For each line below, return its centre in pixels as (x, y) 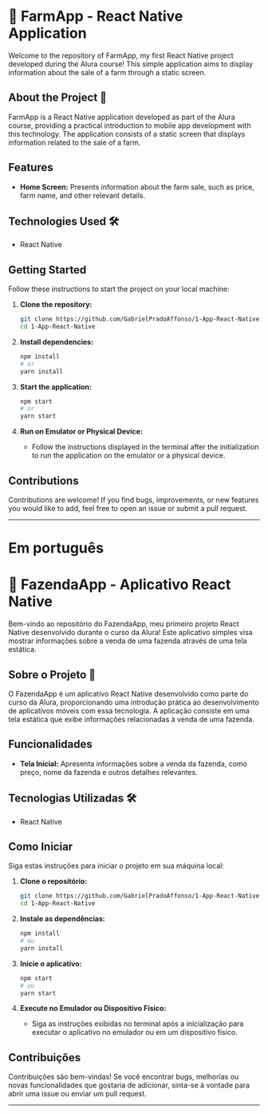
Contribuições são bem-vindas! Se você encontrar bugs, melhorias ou (124, 1077)
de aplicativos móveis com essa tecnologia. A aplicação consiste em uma (129, 710)
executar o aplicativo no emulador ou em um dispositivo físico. (134, 1032)
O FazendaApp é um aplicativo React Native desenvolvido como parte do (128, 693)
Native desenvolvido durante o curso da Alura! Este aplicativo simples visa (130, 633)
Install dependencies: (57, 341)
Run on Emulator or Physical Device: (81, 432)
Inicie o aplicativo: (51, 964)
